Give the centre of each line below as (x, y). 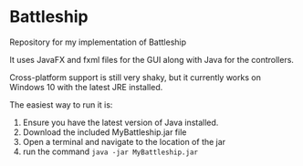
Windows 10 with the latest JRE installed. (86, 87)
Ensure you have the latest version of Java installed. (120, 122)
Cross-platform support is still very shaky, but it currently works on (136, 77)
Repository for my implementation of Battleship (98, 42)
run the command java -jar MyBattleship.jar (110, 151)
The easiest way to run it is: (61, 104)
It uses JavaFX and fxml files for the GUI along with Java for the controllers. (152, 59)
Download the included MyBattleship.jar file (104, 132)
